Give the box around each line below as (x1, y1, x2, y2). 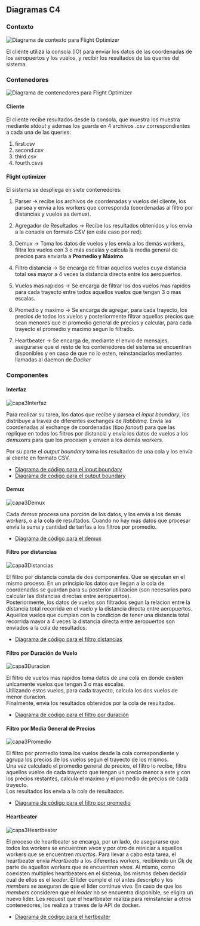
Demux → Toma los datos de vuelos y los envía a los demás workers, (14, 240, 185, 247)
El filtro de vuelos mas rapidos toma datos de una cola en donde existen (6, 674, 184, 682)
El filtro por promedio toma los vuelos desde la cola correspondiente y (6, 750, 179, 757)
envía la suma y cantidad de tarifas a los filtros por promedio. (6, 523, 157, 531)
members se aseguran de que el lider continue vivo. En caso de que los (6, 882, 182, 890)
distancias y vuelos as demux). (14, 210, 91, 217)
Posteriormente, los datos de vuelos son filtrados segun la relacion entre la (6, 599, 190, 606)
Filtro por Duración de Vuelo (6, 649, 78, 657)
